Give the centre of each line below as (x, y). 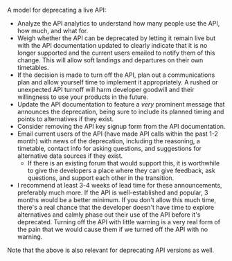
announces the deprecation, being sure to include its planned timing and (121, 111)
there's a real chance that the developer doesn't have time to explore (116, 207)
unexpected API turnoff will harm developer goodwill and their (106, 90)
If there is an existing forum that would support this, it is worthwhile (124, 163)
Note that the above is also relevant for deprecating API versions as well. (111, 250)
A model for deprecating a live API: (57, 10)
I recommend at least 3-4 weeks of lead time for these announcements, (119, 185)
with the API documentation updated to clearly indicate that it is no (112, 45)
